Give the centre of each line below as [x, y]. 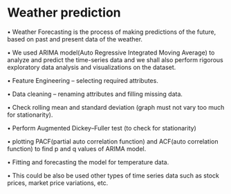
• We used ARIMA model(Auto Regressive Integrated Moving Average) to [111, 52]
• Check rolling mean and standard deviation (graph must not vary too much [116, 107]
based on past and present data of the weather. [75, 39]
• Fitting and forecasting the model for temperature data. [88, 162]
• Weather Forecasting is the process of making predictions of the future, [112, 32]
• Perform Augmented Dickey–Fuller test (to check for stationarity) [102, 128]
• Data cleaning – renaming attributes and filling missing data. [95, 94]
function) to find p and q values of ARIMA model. [77, 148]
